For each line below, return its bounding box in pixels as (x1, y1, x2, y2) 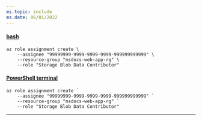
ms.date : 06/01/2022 (6, 14, 58, 20)
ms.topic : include (6, 8, 52, 15)
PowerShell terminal (6, 74, 58, 81)
